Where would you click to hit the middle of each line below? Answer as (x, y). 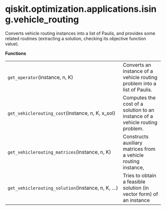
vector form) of (140, 194)
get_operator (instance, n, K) (41, 77)
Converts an (137, 65)
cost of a (133, 104)
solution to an (139, 110)
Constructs (136, 136)
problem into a (140, 84)
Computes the (139, 97)
